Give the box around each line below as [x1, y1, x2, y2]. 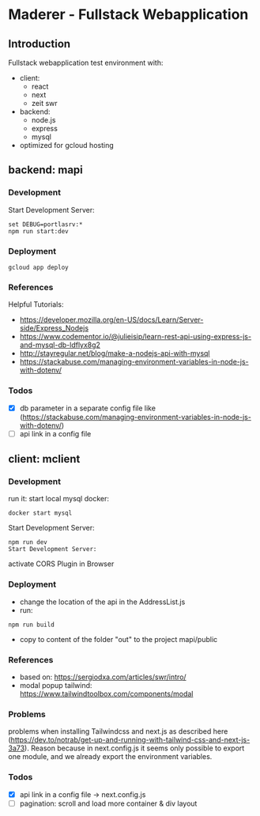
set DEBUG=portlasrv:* [8, 220, 83, 229]
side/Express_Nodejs [19, 323, 89, 333]
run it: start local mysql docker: [8, 494, 109, 504]
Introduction [8, 37, 71, 51]
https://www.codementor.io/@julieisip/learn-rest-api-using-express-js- [19, 332, 251, 342]
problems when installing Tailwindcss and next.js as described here [8, 727, 228, 736]
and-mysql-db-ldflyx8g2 [19, 340, 101, 349]
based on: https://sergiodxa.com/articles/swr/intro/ [19, 672, 187, 682]
